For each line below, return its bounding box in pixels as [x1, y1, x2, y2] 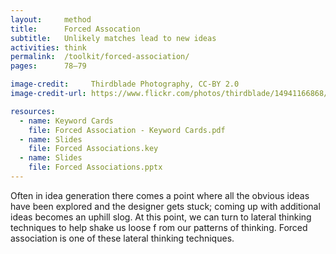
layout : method [10, 14, 92, 25]
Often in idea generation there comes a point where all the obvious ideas [10, 189, 310, 201]
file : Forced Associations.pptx [28, 162, 163, 173]
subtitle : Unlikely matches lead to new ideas [10, 33, 217, 43]
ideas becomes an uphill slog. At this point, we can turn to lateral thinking [10, 211, 312, 223]
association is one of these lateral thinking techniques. [10, 232, 235, 244]
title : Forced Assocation [10, 24, 141, 34]
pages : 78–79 [10, 61, 87, 71]
